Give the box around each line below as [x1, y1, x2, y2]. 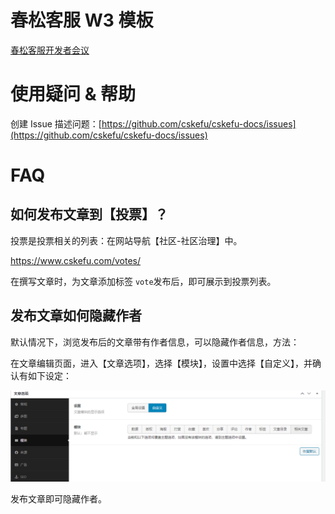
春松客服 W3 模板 [10, 9, 154, 32]
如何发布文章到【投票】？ [10, 206, 168, 223]
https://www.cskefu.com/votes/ [10, 254, 142, 266]
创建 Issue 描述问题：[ [10, 117, 102, 130]
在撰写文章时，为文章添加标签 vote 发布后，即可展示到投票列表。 [10, 275, 277, 287]
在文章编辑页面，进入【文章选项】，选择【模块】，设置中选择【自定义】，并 [10, 357, 313, 369]
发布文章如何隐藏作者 [10, 307, 142, 325]
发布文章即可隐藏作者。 [10, 493, 107, 505]
